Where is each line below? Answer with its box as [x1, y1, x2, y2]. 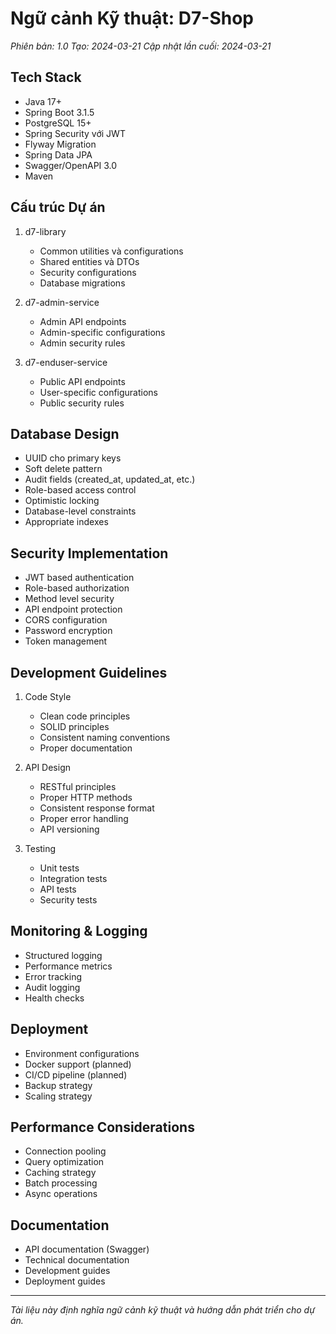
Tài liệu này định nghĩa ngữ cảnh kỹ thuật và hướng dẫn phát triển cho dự [10, 1304, 315, 1316]
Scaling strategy [24, 1090, 93, 1102]
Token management [24, 635, 108, 647]
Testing [24, 843, 57, 854]
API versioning [39, 823, 100, 835]
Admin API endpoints [39, 315, 127, 327]
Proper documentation [39, 742, 133, 754]
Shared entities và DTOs [39, 255, 140, 267]
